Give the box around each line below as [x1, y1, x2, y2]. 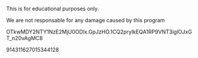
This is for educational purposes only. [6, 5, 99, 12]
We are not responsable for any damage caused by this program [6, 17, 165, 23]
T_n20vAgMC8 [6, 35, 43, 41]
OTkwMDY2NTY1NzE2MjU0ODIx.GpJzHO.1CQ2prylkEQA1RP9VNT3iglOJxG [6, 28, 193, 35]
